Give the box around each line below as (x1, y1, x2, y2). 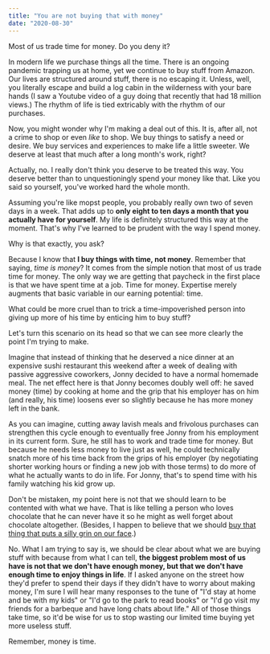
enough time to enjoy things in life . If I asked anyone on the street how (8, 570, 245, 579)
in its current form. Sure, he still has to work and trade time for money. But (8, 435, 254, 446)
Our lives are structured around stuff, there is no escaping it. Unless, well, (8, 74, 252, 84)
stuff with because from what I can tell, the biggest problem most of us (8, 552, 247, 562)
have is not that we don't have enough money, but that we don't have (8, 561, 243, 570)
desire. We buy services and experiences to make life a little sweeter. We (8, 141, 251, 150)
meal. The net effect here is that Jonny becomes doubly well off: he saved (8, 378, 255, 387)
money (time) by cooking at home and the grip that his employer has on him (8, 386, 260, 396)
